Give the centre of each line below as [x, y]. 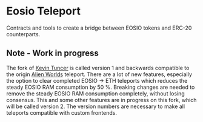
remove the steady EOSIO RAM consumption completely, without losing [95, 93]
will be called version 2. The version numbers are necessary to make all [96, 106]
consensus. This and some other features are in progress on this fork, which [101, 100]
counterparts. [23, 34]
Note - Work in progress [52, 53]
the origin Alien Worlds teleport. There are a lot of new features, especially [99, 74]
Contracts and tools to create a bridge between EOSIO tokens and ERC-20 [99, 28]
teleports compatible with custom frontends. [62, 112]
